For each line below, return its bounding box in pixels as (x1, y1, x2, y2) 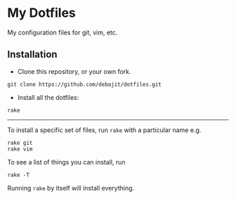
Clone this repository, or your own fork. (17, 67, 131, 75)
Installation (7, 49, 58, 60)
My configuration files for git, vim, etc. (7, 28, 118, 37)
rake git (7, 139, 33, 146)
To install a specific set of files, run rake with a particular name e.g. (7, 125, 202, 134)
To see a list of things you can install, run (7, 158, 126, 166)
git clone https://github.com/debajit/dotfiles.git (7, 81, 162, 88)
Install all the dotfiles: (17, 93, 79, 101)
